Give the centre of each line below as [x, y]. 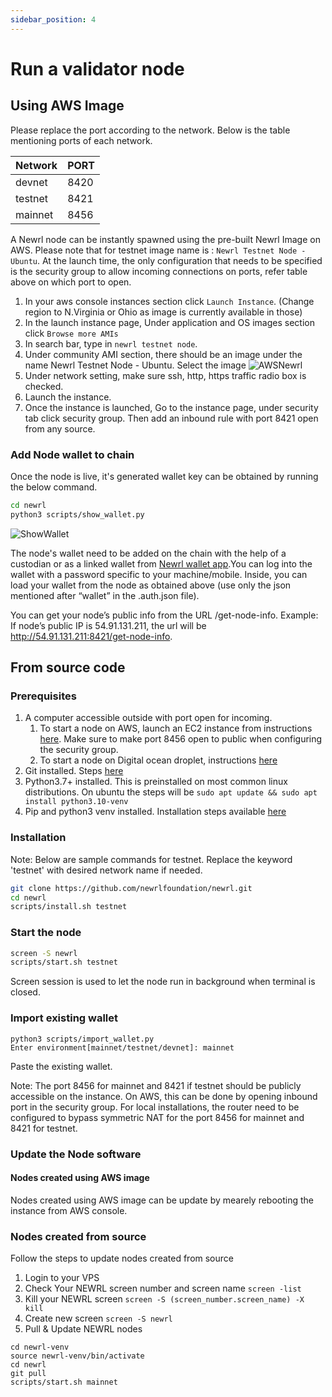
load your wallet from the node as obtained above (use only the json [151, 585]
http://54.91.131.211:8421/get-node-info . [91, 636]
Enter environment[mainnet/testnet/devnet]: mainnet [122, 1047]
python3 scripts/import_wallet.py [82, 1039]
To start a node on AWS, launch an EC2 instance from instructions [176, 728]
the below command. [54, 487]
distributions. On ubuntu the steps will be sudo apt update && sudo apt [171, 792]
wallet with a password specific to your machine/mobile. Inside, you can [159, 574]
